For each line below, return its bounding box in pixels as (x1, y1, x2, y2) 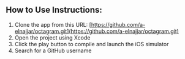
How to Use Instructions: (6, 5, 102, 15)
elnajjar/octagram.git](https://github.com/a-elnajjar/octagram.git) (14, 27, 179, 35)
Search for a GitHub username (14, 47, 92, 54)
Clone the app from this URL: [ (14, 21, 91, 28)
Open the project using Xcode (14, 33, 91, 41)
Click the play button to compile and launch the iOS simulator (14, 40, 169, 47)
